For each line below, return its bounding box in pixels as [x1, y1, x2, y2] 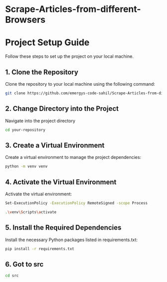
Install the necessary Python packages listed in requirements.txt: [5, 237, 138, 243]
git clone [5, 91, 26, 96]
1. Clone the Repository [5, 68, 79, 76]
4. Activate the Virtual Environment [5, 178, 117, 186]
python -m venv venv [5, 164, 48, 169]
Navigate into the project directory [5, 118, 76, 124]
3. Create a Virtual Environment [5, 141, 105, 149]
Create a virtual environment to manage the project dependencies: [5, 154, 142, 160]
